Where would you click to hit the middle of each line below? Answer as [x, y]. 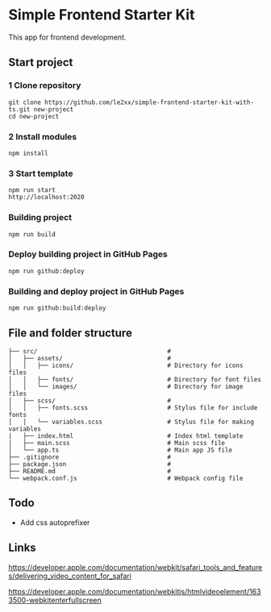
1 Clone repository [45, 85]
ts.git [19, 109]
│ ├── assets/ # [90, 358]
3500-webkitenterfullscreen [55, 600]
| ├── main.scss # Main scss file [117, 443]
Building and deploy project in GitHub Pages [96, 291]
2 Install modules [43, 136]
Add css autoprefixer [55, 522]
